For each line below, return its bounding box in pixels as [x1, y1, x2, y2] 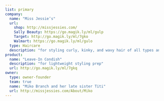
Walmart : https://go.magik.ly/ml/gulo [14, 39, 93, 44]
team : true [9, 79, 32, 84]
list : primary [5, 7, 34, 12]
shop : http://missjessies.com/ [14, 25, 78, 30]
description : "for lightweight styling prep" [9, 61, 104, 66]
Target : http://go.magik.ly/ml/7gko [14, 34, 89, 39]
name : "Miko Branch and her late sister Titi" [9, 84, 106, 89]
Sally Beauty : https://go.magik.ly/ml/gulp [14, 30, 104, 34]
